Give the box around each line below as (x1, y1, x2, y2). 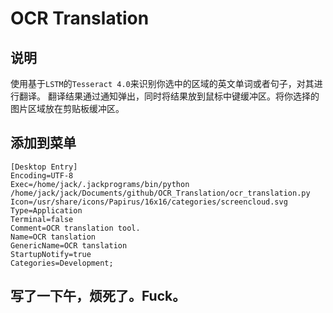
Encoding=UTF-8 (10, 170, 74, 181)
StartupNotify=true (10, 249, 92, 259)
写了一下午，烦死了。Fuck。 (10, 288, 187, 305)
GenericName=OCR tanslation (10, 240, 128, 251)
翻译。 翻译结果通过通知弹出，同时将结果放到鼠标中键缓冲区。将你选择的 (18, 90, 320, 102)
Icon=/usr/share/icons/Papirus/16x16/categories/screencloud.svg (10, 197, 288, 207)
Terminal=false (10, 214, 74, 224)
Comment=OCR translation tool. (10, 223, 141, 233)
